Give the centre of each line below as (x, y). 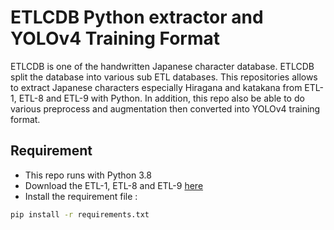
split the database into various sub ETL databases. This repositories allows (164, 77)
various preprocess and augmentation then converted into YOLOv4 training (165, 108)
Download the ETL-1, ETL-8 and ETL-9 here (114, 185)
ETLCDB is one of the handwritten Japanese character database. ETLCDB (162, 66)
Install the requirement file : (81, 196)
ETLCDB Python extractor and (137, 17)
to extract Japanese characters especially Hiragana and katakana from (156, 87)
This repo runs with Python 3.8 (88, 175)
